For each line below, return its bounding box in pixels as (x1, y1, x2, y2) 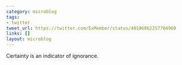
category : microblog (6, 8, 58, 15)
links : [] (6, 31, 31, 37)
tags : (6, 14, 20, 20)
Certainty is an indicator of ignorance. (6, 53, 99, 59)
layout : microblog (6, 36, 52, 42)
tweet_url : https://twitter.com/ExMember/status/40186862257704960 (6, 25, 177, 31)
